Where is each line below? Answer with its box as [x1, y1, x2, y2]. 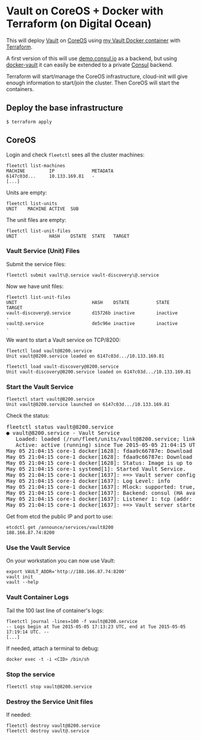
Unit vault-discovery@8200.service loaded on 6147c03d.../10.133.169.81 [6, 369, 191, 375]
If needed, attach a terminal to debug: [6, 645, 99, 652]
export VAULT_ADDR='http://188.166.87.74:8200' [6, 568, 127, 575]
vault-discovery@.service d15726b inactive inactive [6, 310, 178, 316]
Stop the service [6, 670, 56, 678]
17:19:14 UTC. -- [6, 628, 50, 635]
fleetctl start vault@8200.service [6, 396, 95, 402]
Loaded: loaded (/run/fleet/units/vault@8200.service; [16, 436, 180, 443]
